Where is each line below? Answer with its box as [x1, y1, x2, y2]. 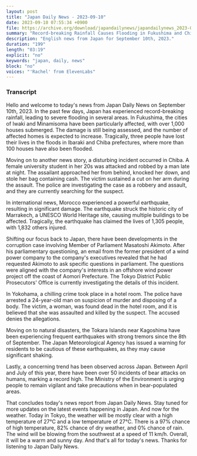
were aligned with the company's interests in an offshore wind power [6, 266, 173, 273]
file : [6, 25, 19, 31]
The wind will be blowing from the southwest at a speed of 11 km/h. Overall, [6, 430, 189, 437]
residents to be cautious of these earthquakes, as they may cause [6, 345, 165, 352]
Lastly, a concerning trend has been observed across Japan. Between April [6, 363, 188, 370]
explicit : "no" [6, 52, 43, 58]
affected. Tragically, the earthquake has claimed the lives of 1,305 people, [6, 218, 185, 225]
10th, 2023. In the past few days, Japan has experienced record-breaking [6, 107, 184, 114]
